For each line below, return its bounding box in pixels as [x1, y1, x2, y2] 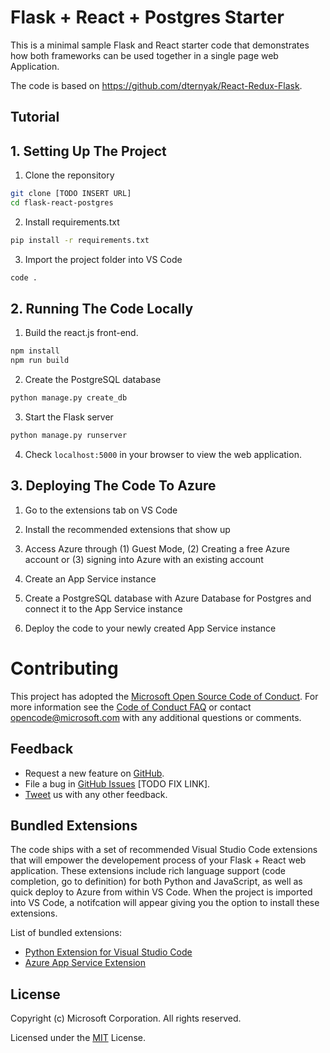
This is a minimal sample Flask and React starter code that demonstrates [10, 39, 310, 51]
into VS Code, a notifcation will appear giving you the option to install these [10, 897, 320, 909]
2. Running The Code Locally [10, 301, 194, 318]
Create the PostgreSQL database [24, 374, 162, 386]
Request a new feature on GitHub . [24, 767, 165, 779]
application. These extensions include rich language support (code [10, 865, 287, 877]
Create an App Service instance [24, 572, 157, 585]
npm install [10, 346, 60, 356]
